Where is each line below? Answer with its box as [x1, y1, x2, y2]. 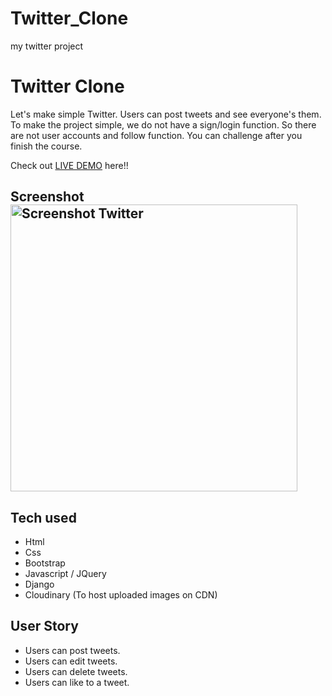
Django [24, 578, 55, 591]
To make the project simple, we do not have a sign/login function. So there [10, 118, 317, 131]
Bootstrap [24, 557, 66, 569]
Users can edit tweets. [24, 655, 118, 667]
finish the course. [10, 140, 83, 152]
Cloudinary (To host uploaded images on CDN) [24, 589, 218, 601]
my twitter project [10, 40, 84, 52]
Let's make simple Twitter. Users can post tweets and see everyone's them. [10, 108, 322, 120]
